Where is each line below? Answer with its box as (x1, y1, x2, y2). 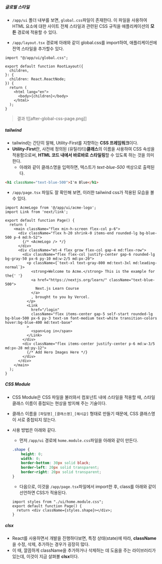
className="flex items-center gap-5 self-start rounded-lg (31, 311, 153, 317)
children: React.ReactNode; (9, 76, 66, 82)
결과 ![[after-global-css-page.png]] (16, 115, 87, 121)
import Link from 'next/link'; (5, 209, 68, 214)
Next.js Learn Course (35, 286, 79, 291)
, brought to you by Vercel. (31, 294, 90, 300)
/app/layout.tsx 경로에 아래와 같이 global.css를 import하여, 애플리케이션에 (12, 39, 157, 45)
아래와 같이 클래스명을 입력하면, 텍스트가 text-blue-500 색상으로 (19, 164, 142, 170)
